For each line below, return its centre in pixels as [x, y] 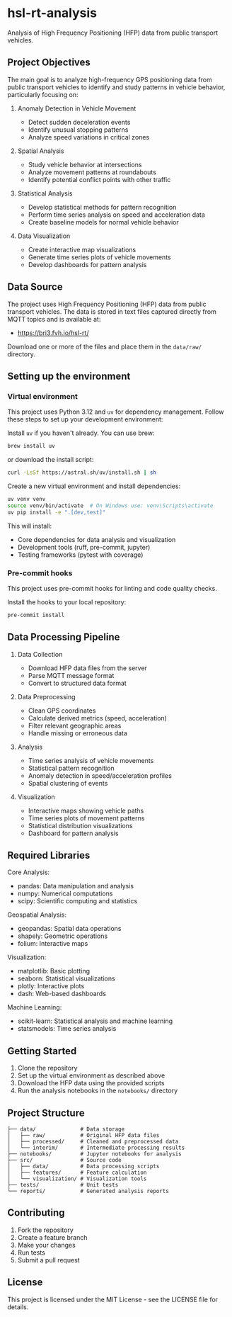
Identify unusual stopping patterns [78, 130]
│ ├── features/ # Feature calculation [77, 1173]
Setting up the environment [69, 376]
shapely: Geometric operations [63, 936]
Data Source [35, 287]
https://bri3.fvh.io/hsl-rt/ [53, 333]
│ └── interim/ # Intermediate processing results [96, 1148]
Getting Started [42, 1051]
